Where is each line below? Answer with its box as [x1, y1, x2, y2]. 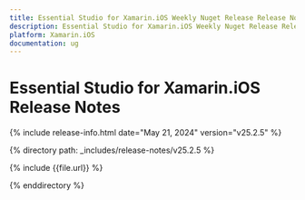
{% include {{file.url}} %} [9, 163, 103, 174]
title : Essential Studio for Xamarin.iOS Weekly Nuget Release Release [9, 13, 286, 23]
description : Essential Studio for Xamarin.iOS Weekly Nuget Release [9, 22, 279, 31]
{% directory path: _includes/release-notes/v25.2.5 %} [9, 145, 215, 155]
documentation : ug [9, 38, 79, 48]
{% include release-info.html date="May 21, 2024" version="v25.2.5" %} [9, 127, 282, 138]
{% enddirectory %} [9, 180, 84, 191]
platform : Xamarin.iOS [9, 30, 95, 39]
